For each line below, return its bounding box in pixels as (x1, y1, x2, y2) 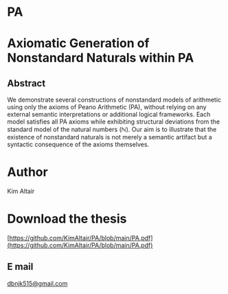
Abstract (7, 77, 46, 89)
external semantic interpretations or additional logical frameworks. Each (7, 111, 211, 119)
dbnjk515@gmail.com (7, 279, 68, 287)
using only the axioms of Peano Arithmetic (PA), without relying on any (7, 103, 207, 111)
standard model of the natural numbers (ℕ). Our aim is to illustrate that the (7, 125, 217, 134)
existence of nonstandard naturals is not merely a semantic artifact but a (7, 133, 213, 142)
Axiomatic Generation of (7, 36, 150, 52)
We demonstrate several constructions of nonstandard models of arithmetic (7, 95, 222, 104)
